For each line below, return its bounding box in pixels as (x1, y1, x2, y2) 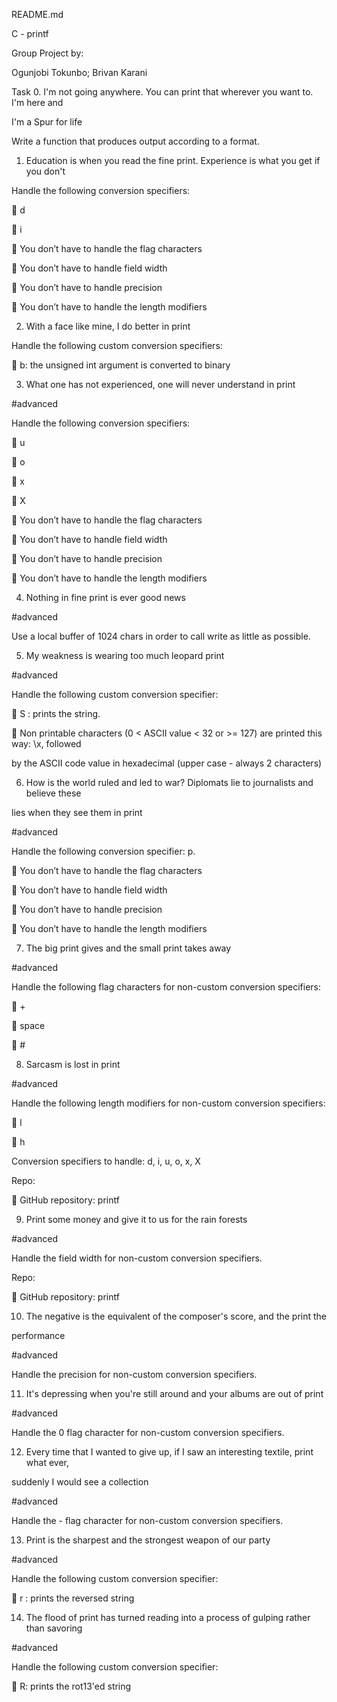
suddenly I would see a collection (11, 1476, 149, 1488)
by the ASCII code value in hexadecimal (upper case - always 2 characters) (11, 757, 323, 769)
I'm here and (11, 97, 64, 108)
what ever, (25, 1457, 69, 1468)
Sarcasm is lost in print (25, 1059, 121, 1070)
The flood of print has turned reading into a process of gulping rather (25, 1612, 311, 1623)
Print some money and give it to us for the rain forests (25, 1214, 248, 1225)
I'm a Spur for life (11, 116, 83, 128)
